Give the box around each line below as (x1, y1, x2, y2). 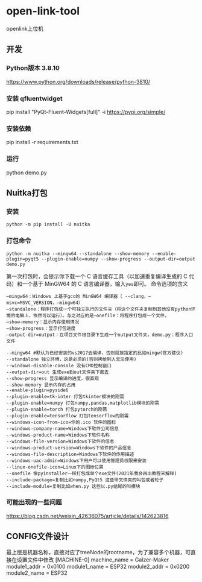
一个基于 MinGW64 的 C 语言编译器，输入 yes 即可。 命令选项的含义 (22, 280, 188, 287)
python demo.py (6, 169, 47, 176)
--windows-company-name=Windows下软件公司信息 (6, 425, 119, 432)
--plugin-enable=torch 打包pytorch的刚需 (6, 406, 107, 413)
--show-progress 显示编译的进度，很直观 (6, 375, 99, 381)
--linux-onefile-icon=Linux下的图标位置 (6, 464, 104, 470)
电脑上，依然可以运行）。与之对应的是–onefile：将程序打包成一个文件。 (14, 312, 169, 318)
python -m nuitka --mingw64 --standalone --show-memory (6, 250, 150, 257)
